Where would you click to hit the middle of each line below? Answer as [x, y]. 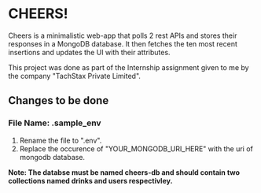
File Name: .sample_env [55, 123]
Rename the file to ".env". [61, 140]
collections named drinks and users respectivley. [90, 180]
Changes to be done [59, 100]
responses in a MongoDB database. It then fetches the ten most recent [123, 43]
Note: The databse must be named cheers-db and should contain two [124, 172]
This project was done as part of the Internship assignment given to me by [129, 67]
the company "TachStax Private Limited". [75, 76]
